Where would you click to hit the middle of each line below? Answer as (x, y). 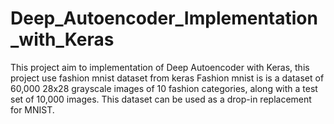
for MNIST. (32, 109)
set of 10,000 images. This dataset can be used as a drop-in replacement (161, 99)
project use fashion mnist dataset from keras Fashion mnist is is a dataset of (167, 78)
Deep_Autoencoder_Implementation (164, 18)
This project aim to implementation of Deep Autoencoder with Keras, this (160, 67)
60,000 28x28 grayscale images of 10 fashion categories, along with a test (164, 88)
